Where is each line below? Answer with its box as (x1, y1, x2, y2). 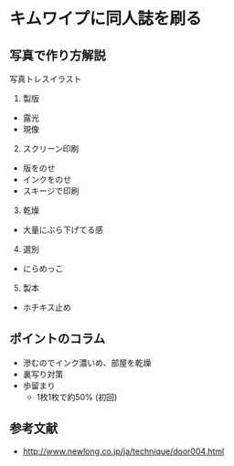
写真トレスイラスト (9, 74, 82, 84)
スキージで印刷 (22, 185, 80, 196)
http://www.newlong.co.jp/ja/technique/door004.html (22, 445, 225, 457)
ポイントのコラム (9, 331, 106, 347)
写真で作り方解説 (9, 48, 106, 63)
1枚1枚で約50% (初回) (36, 391, 118, 402)
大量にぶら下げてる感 (22, 225, 103, 235)
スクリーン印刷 (22, 143, 80, 154)
